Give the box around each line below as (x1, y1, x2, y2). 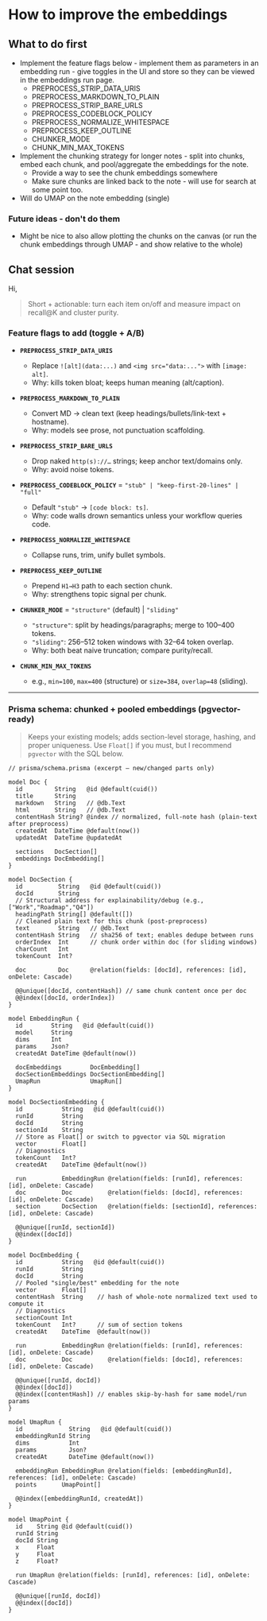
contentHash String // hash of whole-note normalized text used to (15, 1293, 258, 1301)
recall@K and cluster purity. (27, 308, 119, 317)
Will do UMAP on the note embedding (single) (19, 193, 170, 203)
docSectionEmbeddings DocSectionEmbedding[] (15, 1070, 165, 1078)
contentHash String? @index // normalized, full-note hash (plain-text (15, 812, 258, 820)
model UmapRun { (8, 1417, 62, 1426)
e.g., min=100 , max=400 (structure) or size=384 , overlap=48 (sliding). (31, 677, 248, 686)
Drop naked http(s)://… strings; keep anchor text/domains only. (31, 456, 243, 466)
